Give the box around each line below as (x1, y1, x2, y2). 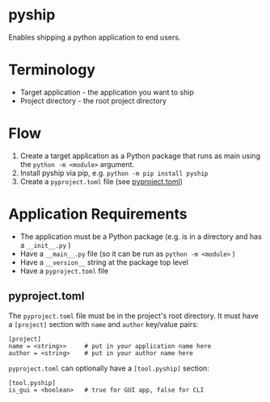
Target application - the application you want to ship (19, 87, 194, 97)
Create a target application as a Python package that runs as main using (19, 151, 261, 161)
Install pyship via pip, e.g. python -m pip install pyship (19, 168, 209, 178)
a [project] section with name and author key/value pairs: (8, 319, 199, 329)
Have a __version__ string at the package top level (19, 257, 188, 267)
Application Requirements (8, 205, 188, 223)
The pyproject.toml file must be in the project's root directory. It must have (8, 311, 259, 320)
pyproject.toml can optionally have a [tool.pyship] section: (8, 363, 210, 373)
